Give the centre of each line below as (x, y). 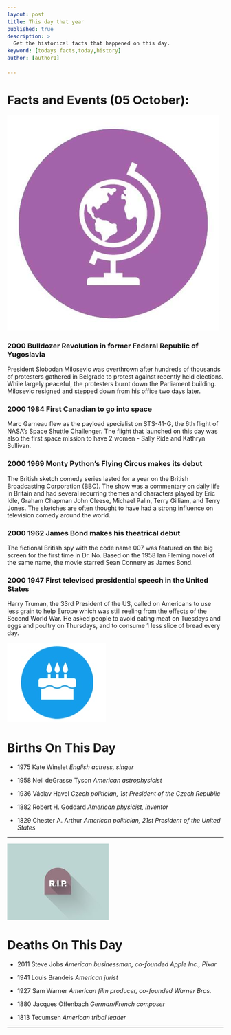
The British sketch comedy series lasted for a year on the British (98, 478)
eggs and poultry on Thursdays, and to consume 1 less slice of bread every (114, 626)
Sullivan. (19, 446)
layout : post (26, 14)
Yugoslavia (26, 354)
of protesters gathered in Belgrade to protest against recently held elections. (115, 376)
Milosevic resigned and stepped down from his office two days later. (104, 391)
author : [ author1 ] (33, 58)
